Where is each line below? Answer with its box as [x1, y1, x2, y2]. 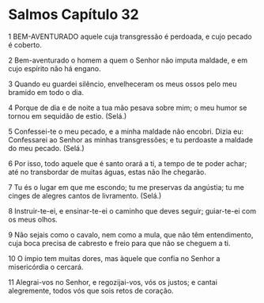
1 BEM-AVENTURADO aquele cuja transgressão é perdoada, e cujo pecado [8, 32, 253, 41]
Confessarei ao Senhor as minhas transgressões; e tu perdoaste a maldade [8, 134, 254, 144]
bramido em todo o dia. [8, 87, 85, 97]
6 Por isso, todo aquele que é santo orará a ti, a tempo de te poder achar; [8, 158, 247, 168]
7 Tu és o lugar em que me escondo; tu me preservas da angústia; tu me [8, 182, 245, 191]
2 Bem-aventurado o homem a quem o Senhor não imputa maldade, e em [8, 55, 247, 65]
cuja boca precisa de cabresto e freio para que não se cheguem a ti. [8, 238, 231, 248]
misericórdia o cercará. [8, 262, 84, 271]
